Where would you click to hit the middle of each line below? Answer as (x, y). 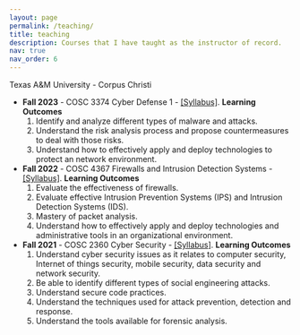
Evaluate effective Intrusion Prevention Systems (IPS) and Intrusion (159, 197)
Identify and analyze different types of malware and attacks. (146, 121)
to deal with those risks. (80, 140)
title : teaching (39, 34)
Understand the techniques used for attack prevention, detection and (163, 302)
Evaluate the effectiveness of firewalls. (107, 188)
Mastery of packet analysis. (87, 216)
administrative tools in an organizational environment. (134, 235)
